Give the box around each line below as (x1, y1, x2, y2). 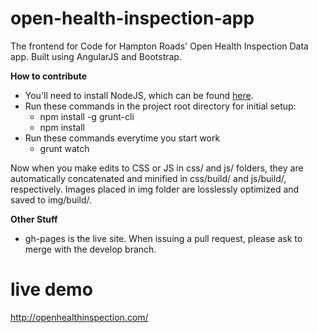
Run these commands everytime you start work (24, 132, 221, 144)
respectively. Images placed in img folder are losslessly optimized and (10, 183, 300, 195)
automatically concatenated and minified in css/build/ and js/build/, (10, 172, 287, 184)
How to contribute (10, 70, 88, 82)
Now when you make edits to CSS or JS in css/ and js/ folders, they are (10, 162, 304, 174)
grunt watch (39, 142, 90, 154)
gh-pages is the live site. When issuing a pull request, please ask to (24, 232, 303, 244)
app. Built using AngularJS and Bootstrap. (10, 50, 182, 62)
